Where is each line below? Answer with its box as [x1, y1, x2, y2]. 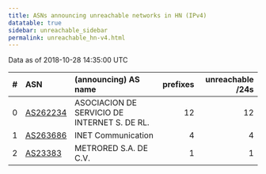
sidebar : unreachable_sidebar [8, 26, 108, 34]
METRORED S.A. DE [74, 143, 148, 154]
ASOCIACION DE [74, 97, 137, 108]
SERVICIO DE [74, 108, 124, 119]
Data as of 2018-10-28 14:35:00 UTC [8, 55, 128, 65]
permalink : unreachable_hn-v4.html [8, 33, 126, 42]
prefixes [161, 79, 195, 90]
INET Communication [74, 130, 154, 141]
